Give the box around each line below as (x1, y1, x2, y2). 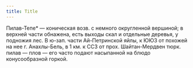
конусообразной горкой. (6, 55, 68, 62)
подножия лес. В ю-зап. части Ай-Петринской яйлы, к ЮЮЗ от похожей (6, 37, 188, 44)
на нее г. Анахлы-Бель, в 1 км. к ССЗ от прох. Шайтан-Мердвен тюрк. (6, 43, 181, 50)
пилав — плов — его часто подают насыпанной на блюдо (6, 49, 151, 56)
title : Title (6, 8, 38, 15)
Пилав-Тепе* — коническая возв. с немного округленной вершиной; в (6, 24, 184, 31)
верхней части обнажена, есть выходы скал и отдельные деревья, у (6, 30, 179, 38)
